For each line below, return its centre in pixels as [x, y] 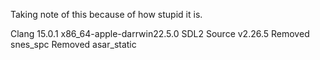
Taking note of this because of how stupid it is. [106, 14]
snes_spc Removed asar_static [73, 44]
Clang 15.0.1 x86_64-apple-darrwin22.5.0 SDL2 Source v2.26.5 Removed [160, 33]
